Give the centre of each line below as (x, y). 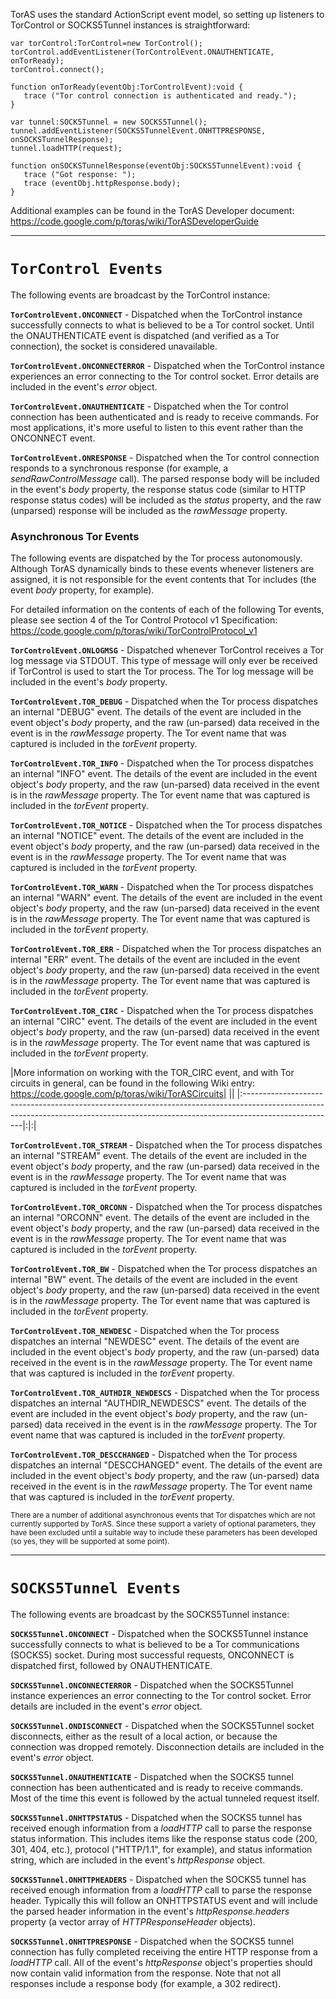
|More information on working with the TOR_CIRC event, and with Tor (152, 1073)
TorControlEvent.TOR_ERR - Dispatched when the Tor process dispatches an (166, 949)
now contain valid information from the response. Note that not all (146, 1973)
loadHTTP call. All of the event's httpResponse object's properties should (161, 1963)
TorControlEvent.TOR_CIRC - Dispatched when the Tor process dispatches (162, 1011)
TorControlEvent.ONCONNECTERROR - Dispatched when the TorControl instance (167, 365)
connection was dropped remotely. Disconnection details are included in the (167, 1747)
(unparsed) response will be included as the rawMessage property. (149, 510)
